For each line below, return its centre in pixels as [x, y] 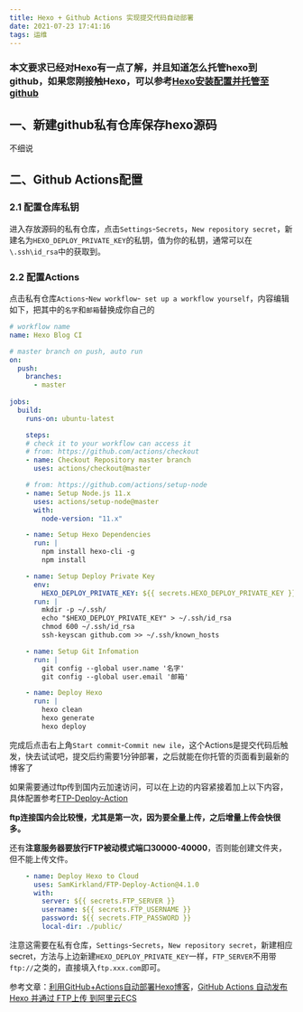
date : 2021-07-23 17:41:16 [60, 26]
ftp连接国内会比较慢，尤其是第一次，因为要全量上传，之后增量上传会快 [141, 817]
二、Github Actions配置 [76, 179]
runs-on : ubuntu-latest [70, 418]
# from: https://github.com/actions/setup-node [116, 485]
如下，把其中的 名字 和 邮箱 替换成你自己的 [82, 310]
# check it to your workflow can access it [109, 444]
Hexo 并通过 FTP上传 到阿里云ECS [73, 998]
